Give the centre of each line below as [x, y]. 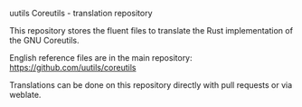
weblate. [25, 95]
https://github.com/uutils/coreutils [73, 68]
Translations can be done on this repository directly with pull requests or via [151, 85]
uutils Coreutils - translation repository [81, 13]
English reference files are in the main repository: [101, 58]
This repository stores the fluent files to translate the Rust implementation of [151, 30]
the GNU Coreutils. [44, 40]
